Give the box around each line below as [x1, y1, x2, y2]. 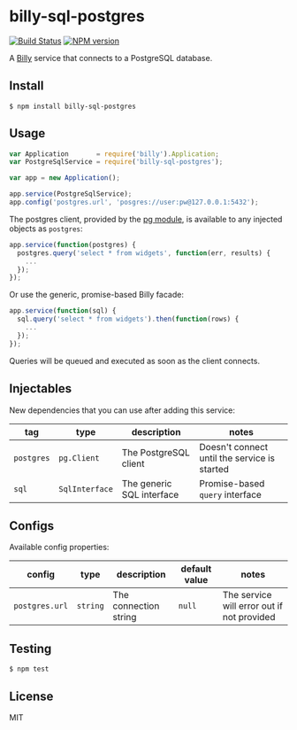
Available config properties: [9, 542, 110, 553]
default [180, 563, 212, 575]
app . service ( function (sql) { [9, 307, 117, 315]
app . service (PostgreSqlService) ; [9, 190, 133, 198]
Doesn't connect [199, 440, 269, 453]
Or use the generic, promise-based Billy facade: [9, 290, 184, 300]
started [199, 462, 230, 475]
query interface [199, 488, 263, 501]
